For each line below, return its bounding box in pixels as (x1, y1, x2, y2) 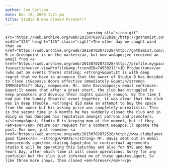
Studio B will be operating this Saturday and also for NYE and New (5, 145, 152, 150)
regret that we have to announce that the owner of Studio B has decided (5, 74, 163, 79)
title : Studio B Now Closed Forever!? (5, 17, 87, 22)
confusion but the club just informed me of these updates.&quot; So (5, 154, 154, 159)
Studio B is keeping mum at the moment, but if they (41, 119, 154, 124)
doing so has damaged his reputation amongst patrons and (5, 114, 129, 119)
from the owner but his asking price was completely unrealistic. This (5, 105, 158, 111)
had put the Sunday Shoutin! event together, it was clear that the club (5, 97, 163, 102)
